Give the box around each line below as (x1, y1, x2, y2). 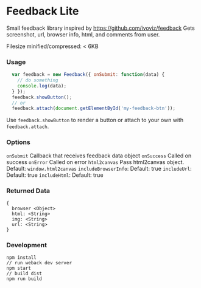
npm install (6, 255, 37, 261)
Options (6, 138, 30, 146)
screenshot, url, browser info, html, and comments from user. (6, 30, 160, 38)
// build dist (6, 270, 43, 277)
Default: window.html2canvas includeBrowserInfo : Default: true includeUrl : (6, 165, 192, 172)
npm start (6, 266, 32, 272)
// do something (17, 77, 59, 83)
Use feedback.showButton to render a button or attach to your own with (6, 117, 184, 124)
